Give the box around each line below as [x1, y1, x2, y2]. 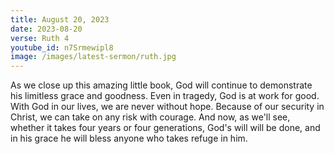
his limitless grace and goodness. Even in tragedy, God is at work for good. [10, 90, 320, 102]
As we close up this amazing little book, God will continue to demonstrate [10, 79, 313, 91]
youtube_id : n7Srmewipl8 [10, 42, 114, 53]
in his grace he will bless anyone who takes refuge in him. [10, 132, 248, 145]
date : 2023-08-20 [10, 24, 83, 34]
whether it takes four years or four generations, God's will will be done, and [10, 122, 321, 134]
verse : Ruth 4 [10, 33, 70, 43]
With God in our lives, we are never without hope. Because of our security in [10, 101, 325, 113]
